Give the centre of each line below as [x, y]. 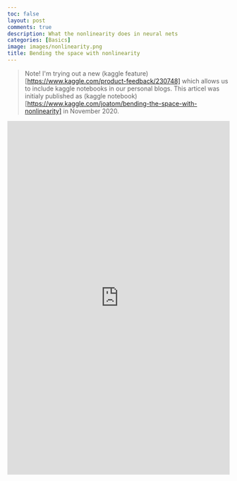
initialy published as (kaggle [65, 95]
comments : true [30, 27]
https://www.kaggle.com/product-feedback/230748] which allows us [128, 81]
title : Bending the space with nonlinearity [74, 54]
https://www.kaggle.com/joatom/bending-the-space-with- [112, 103]
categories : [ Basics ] [39, 40]
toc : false [23, 14]
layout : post [26, 21]
